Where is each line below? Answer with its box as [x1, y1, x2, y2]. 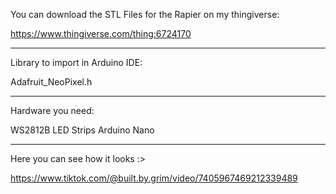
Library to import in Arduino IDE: [10, 57, 143, 68]
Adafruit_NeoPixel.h [10, 76, 93, 88]
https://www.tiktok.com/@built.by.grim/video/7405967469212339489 [10, 172, 298, 184]
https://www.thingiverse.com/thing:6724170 [10, 28, 192, 39]
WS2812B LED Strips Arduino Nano [10, 124, 155, 136]
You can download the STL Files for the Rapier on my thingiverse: [10, 9, 280, 20]
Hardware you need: [10, 105, 95, 116]
